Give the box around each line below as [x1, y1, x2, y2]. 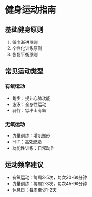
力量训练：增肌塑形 [12, 132, 51, 138]
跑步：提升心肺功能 [12, 95, 51, 101]
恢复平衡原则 [12, 52, 38, 57]
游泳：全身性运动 [12, 101, 46, 107]
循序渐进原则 [12, 40, 38, 45]
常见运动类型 [5, 67, 44, 76]
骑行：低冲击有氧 [12, 107, 46, 113]
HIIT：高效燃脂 [12, 139, 42, 145]
